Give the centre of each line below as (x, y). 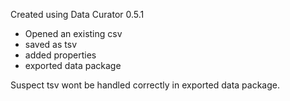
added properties (60, 55)
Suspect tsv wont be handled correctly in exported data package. (145, 85)
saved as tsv (50, 44)
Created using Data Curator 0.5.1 (77, 14)
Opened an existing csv (73, 33)
